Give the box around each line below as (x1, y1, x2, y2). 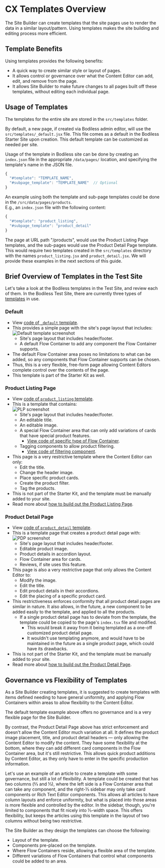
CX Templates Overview (5, 3, 106, 15)
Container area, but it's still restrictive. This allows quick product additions (5, 751, 156, 757)
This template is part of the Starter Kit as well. (12, 372, 105, 378)
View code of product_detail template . (12, 525, 92, 531)
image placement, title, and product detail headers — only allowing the (5, 735, 149, 741)
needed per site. (5, 141, 38, 147)
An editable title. (19, 417, 53, 423)
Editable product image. (19, 546, 68, 552)
